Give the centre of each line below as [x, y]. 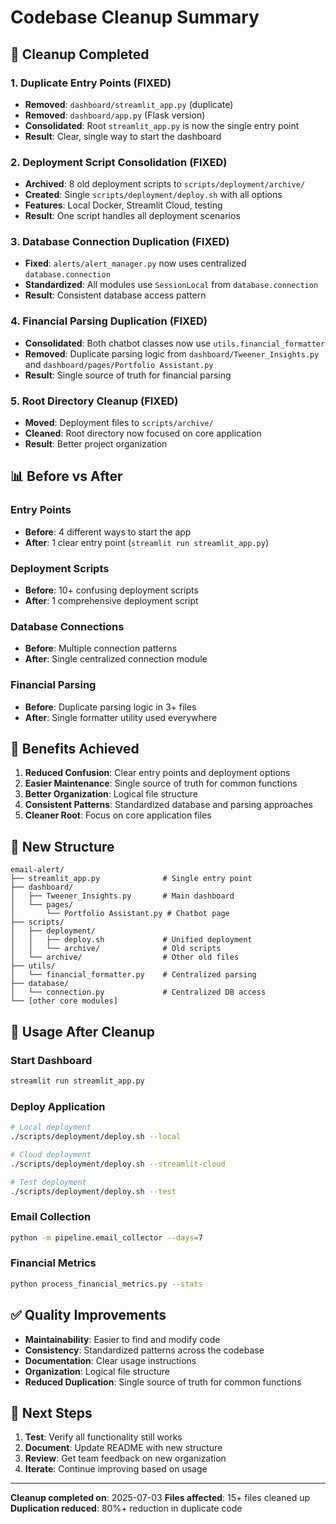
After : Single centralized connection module [116, 659]
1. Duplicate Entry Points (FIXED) [91, 83]
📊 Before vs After [66, 476]
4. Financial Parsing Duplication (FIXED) [109, 321]
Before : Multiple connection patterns [101, 648]
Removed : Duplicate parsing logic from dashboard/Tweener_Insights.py [172, 353]
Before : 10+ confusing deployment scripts [111, 590]
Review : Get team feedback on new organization [125, 1458]
